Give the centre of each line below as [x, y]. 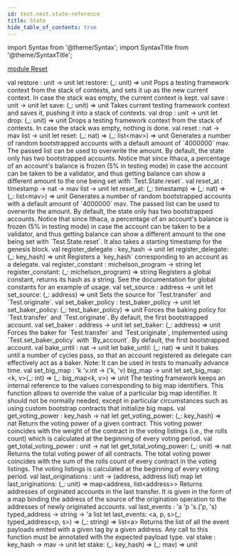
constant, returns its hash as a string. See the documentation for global [111, 279]
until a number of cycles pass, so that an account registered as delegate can [119, 355]
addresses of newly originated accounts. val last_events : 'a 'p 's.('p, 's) [112, 507]
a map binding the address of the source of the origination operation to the [117, 499]
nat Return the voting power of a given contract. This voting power [105, 423]
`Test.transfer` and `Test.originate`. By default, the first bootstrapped [108, 317]
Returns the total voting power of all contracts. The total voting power [109, 454]
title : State [27, 21]
